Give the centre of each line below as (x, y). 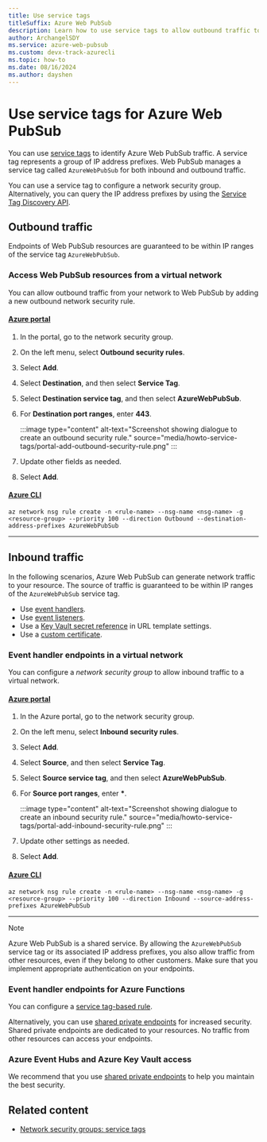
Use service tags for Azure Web (115, 114)
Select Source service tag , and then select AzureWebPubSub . (123, 778)
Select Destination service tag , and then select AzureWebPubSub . (130, 398)
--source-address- (224, 899)
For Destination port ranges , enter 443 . (86, 413)
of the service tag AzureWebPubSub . (64, 254)
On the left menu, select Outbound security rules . (102, 352)
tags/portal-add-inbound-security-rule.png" (92, 826)
